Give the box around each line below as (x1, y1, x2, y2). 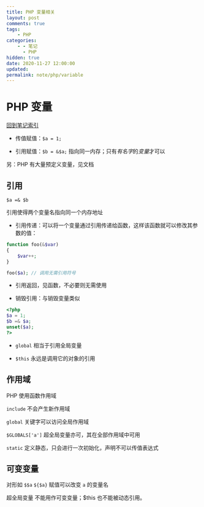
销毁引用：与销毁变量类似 (15, 295, 80, 302)
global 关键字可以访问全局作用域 (6, 418, 89, 425)
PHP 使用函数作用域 (6, 392, 57, 399)
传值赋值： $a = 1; (15, 134, 62, 142)
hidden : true (6, 55, 40, 61)
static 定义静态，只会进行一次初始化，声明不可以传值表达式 (6, 444, 159, 451)
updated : (6, 66, 29, 72)
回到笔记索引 (6, 122, 39, 129)
